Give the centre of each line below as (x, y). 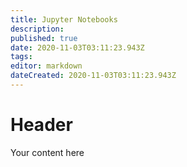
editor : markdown (46, 66)
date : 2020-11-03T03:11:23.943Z (77, 47)
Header (41, 125)
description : (37, 29)
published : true (44, 38)
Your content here (47, 152)
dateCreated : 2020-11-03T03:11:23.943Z (93, 76)
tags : (21, 57)
